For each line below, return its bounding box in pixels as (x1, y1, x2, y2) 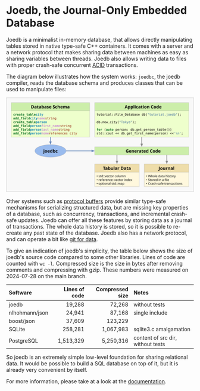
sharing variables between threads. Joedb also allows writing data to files (6, 55, 187, 62)
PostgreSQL (8, 337, 39, 344)
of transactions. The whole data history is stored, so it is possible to (6, 223, 172, 230)
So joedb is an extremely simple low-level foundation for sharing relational (6, 353, 188, 361)
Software (8, 289, 32, 296)
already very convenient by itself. (6, 367, 88, 374)
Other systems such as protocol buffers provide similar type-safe (6, 198, 167, 205)
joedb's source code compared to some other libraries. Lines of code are (6, 253, 186, 260)
